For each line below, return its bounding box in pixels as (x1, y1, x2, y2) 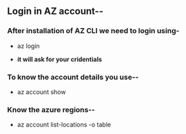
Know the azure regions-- (7, 104, 95, 114)
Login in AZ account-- (7, 5, 104, 17)
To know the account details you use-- (7, 72, 139, 82)
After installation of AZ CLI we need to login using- (7, 26, 180, 36)
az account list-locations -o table (17, 120, 112, 129)
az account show (17, 87, 66, 96)
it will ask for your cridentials (17, 55, 102, 63)
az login (17, 41, 40, 50)
